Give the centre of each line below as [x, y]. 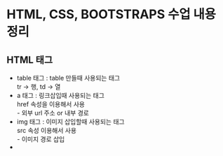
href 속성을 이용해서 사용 [51, 104]
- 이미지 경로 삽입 [41, 139]
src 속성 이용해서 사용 [47, 130]
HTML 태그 [30, 60]
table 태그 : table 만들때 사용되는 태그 [68, 78]
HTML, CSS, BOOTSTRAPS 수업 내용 [111, 14]
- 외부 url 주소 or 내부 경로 [53, 113]
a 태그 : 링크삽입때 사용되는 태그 [60, 95]
